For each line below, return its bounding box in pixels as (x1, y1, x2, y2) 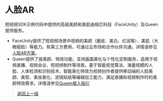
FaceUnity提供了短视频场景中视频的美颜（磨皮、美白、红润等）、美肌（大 (12, 37, 159, 44)
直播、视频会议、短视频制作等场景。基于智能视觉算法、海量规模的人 (16, 62, 153, 68)
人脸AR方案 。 (12, 50, 40, 56)
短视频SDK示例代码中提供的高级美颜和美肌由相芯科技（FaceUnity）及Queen (5, 21, 158, 27)
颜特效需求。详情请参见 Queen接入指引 (12, 80, 90, 86)
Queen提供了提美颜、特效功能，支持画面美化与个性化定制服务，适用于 (12, 56, 154, 62)
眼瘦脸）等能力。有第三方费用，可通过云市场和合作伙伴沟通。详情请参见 (12, 44, 157, 50)
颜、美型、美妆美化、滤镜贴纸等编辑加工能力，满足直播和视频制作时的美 (12, 74, 157, 80)
